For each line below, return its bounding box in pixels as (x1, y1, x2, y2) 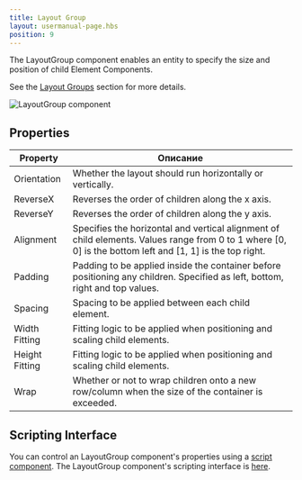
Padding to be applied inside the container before (72, 259, 281, 272)
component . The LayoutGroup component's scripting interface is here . (9, 461, 271, 471)
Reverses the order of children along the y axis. (72, 208, 272, 221)
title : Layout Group (9, 13, 87, 23)
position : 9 (9, 30, 54, 39)
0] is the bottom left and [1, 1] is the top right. (72, 245, 266, 258)
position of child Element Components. (9, 64, 154, 75)
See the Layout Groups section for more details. (9, 82, 187, 93)
